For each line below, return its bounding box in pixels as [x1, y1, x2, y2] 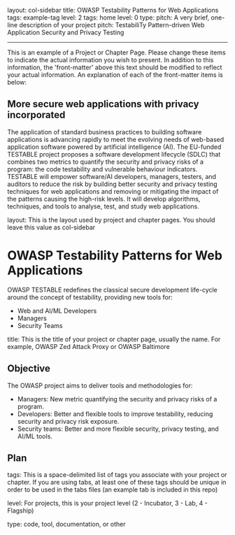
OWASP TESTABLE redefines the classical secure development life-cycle [7, 285, 218, 294]
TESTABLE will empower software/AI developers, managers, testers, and [7, 172, 217, 180]
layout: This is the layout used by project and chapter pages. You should [7, 215, 215, 224]
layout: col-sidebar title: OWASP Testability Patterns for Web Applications [7, 6, 219, 14]
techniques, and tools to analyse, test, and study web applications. [7, 202, 199, 211]
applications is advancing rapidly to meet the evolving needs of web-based [7, 135, 225, 143]
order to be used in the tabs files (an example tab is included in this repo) [7, 485, 218, 494]
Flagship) [7, 506, 34, 515]
